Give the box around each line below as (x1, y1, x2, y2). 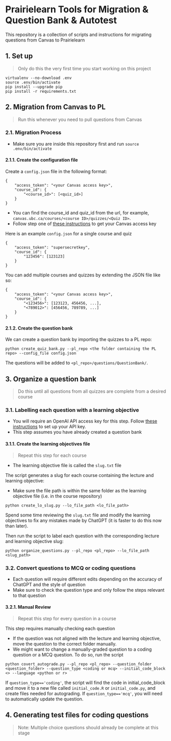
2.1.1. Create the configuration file (5, 157, 78, 163)
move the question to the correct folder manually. (12, 641, 117, 647)
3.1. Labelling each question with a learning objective (5, 407, 139, 413)
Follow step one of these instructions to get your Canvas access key (12, 221, 157, 227)
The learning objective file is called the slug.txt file (12, 462, 121, 468)
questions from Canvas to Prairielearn (5, 37, 85, 43)
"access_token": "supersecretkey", (14, 245, 90, 250)
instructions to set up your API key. (12, 424, 86, 430)
